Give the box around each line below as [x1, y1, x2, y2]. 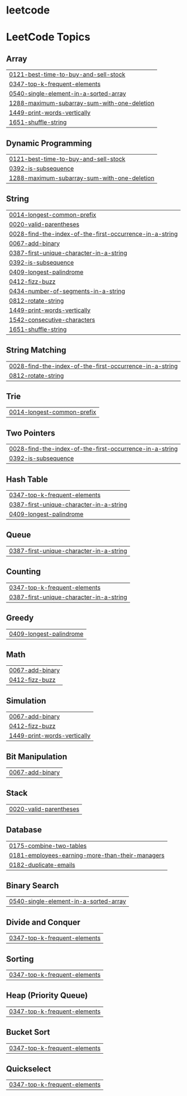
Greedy [6, 613, 34, 623]
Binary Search [6, 880, 59, 890]
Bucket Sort [6, 1027, 50, 1037]
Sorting [6, 954, 34, 964]
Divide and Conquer [6, 917, 81, 927]
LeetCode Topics [6, 31, 91, 44]
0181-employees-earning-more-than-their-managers [9, 851, 165, 859]
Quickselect [6, 1064, 52, 1074]
